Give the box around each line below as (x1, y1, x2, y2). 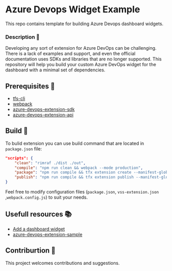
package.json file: (5, 145, 42, 152)
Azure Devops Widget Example (5, 4, 140, 15)
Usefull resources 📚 (5, 209, 72, 219)
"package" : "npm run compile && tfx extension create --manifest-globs (14, 170, 170, 175)
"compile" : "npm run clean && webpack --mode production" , (14, 165, 143, 170)
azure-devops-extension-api (12, 112, 74, 118)
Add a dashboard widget (12, 226, 65, 232)
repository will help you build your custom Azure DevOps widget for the (5, 62, 156, 68)
